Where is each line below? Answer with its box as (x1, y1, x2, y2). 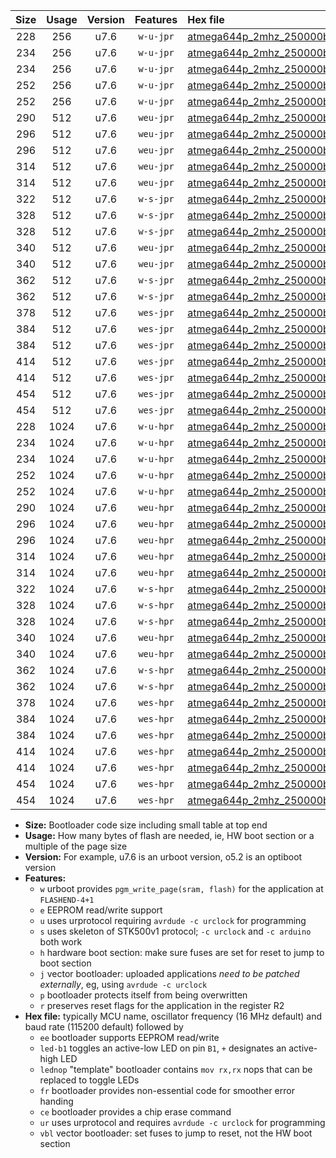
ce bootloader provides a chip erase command (39, 1106, 232, 1118)
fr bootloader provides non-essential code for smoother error (39, 1085, 295, 1096)
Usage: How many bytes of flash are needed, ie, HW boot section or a (24, 830, 315, 841)
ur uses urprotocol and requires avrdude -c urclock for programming (39, 1117, 326, 1128)
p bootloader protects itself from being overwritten (39, 989, 248, 1001)
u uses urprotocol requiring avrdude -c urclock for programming (39, 915, 307, 926)
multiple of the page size (24, 840, 128, 852)
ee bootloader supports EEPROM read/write (39, 1032, 220, 1043)
